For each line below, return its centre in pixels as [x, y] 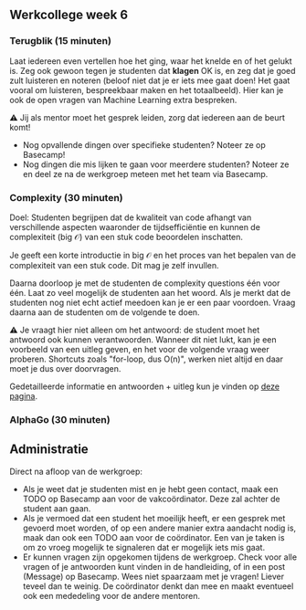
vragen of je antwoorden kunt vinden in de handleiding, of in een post [154, 566]
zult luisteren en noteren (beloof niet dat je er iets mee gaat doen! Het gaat [150, 80]
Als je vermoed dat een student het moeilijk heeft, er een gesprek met [154, 518]
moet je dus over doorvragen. [65, 368]
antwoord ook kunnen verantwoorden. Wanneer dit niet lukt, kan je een [143, 339]
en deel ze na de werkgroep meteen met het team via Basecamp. [145, 174]
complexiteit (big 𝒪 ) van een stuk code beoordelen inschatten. [127, 237]
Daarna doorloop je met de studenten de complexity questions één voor [145, 283]
